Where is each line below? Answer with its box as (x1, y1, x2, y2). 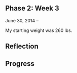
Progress (5, 59, 34, 68)
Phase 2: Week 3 (5, 4, 59, 13)
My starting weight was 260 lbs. (5, 27, 72, 33)
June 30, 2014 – (5, 17, 39, 23)
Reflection (5, 42, 39, 51)
